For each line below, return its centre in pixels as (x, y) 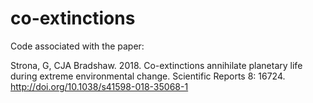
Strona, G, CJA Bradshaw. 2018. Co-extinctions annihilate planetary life (156, 65)
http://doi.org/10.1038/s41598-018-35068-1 (99, 86)
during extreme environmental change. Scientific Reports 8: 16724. (148, 76)
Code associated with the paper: (77, 46)
